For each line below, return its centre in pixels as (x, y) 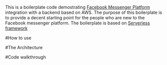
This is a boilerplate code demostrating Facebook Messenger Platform (77, 7)
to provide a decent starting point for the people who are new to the (75, 18)
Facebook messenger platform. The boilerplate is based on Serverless (77, 23)
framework (16, 28)
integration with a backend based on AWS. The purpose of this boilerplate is (84, 12)
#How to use (18, 38)
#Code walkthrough (25, 57)
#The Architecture (24, 47)
